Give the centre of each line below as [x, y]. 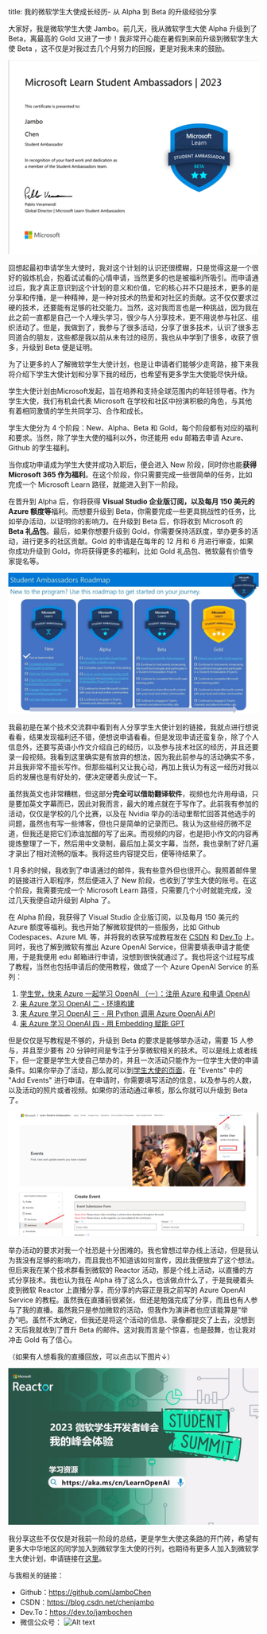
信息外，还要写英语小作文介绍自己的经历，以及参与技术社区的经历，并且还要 [133, 747]
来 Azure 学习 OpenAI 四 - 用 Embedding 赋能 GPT [102, 1024]
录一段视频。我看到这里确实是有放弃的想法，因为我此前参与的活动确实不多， [133, 757]
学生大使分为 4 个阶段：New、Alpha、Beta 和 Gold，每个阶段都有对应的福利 [133, 427]
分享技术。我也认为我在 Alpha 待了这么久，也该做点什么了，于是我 [124, 1280]
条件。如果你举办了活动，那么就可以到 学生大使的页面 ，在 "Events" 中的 [126, 1070]
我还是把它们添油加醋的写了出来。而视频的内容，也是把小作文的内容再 [144, 834]
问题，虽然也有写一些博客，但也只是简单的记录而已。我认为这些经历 [120, 824]
